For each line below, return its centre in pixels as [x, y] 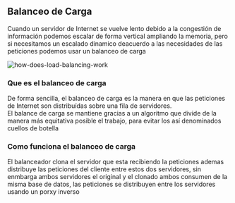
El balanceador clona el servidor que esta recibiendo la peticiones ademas [116, 162]
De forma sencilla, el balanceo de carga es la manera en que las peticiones [116, 99]
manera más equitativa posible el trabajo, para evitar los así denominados [114, 121]
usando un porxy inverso [43, 192]
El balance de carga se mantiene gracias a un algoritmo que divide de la [112, 113]
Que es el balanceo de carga [57, 82]
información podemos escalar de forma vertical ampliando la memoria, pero [117, 36]
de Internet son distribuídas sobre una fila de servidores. [90, 106]
